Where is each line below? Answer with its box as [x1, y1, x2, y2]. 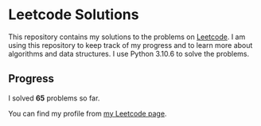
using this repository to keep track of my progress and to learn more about [8, 40, 253, 49]
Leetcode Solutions [8, 6, 139, 24]
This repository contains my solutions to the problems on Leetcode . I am [8, 32, 246, 41]
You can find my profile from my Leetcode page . [8, 108, 167, 118]
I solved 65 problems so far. [8, 93, 100, 103]
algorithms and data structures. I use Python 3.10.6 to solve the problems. [8, 49, 249, 58]
